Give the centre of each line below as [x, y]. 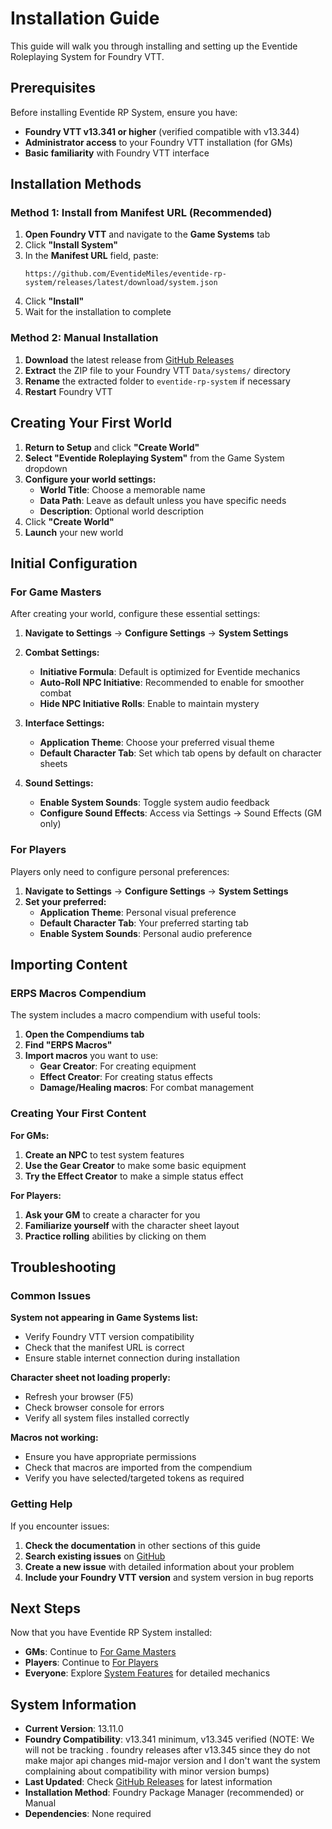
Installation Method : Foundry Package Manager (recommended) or [164, 1793]
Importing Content [69, 964]
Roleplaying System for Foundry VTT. [87, 56]
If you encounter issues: [60, 1526]
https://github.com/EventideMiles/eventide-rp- [125, 274]
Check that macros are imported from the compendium [138, 1468]
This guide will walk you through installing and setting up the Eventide [154, 46]
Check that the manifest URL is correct [104, 1348]
